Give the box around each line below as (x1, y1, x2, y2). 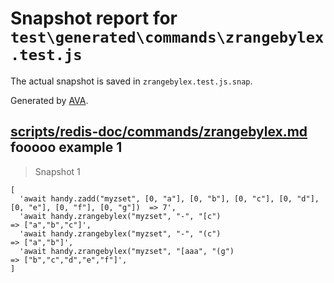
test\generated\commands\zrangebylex (10, 28, 325, 47)
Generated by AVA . (10, 94, 89, 106)
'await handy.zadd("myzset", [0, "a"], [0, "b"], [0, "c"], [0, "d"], (19, 193, 320, 204)
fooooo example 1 (10, 139, 123, 156)
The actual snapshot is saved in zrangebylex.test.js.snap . (10, 75, 253, 87)
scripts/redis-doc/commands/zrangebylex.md (10, 123, 308, 141)
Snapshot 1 (34, 165, 81, 177)
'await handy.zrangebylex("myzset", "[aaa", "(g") (19, 246, 235, 256)
